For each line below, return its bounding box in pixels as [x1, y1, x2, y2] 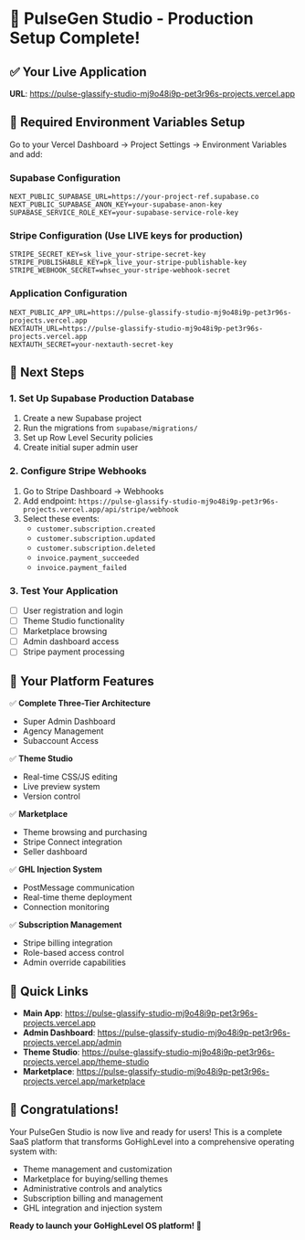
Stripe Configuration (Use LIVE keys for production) [9, 229, 244, 242]
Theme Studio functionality [22, 616, 125, 627]
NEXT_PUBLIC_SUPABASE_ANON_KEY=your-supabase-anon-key [9, 200, 223, 209]
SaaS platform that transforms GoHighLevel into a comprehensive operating [9, 1136, 295, 1147]
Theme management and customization [22, 1163, 173, 1174]
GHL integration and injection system [22, 1202, 163, 1214]
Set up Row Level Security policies [22, 432, 153, 443]
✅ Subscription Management [9, 919, 122, 930]
